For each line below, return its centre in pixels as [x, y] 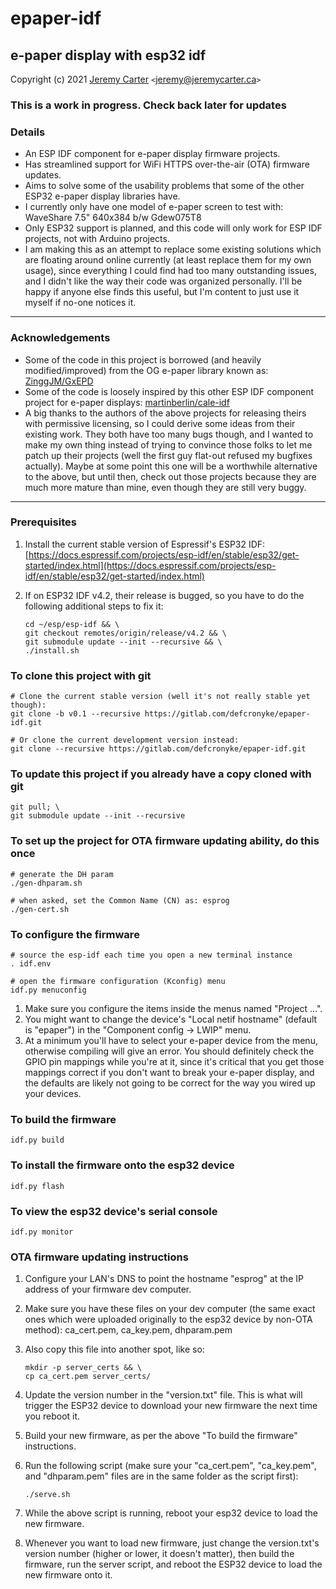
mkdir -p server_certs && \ [83, 1368]
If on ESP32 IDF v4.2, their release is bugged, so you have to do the [164, 595]
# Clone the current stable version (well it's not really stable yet [160, 697]
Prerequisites [43, 522]
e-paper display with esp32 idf [108, 55]
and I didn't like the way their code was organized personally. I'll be [163, 281]
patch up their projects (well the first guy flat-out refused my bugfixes [168, 455]
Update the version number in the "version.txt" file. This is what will [163, 1395]
